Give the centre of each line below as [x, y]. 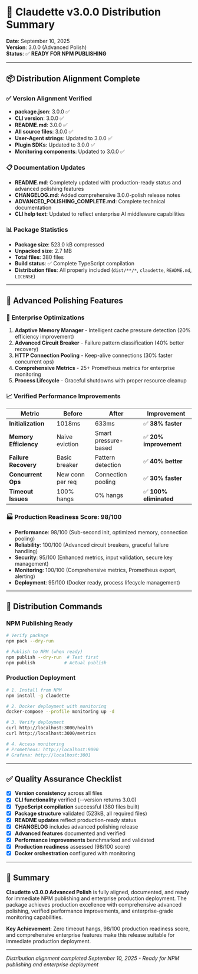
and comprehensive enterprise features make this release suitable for [90, 935]
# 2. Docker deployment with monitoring [57, 706]
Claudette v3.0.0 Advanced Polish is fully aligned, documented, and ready [98, 892]
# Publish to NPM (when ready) [44, 652]
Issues [19, 499]
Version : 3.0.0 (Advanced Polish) [47, 47]
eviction [68, 444]
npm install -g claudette [38, 696]
